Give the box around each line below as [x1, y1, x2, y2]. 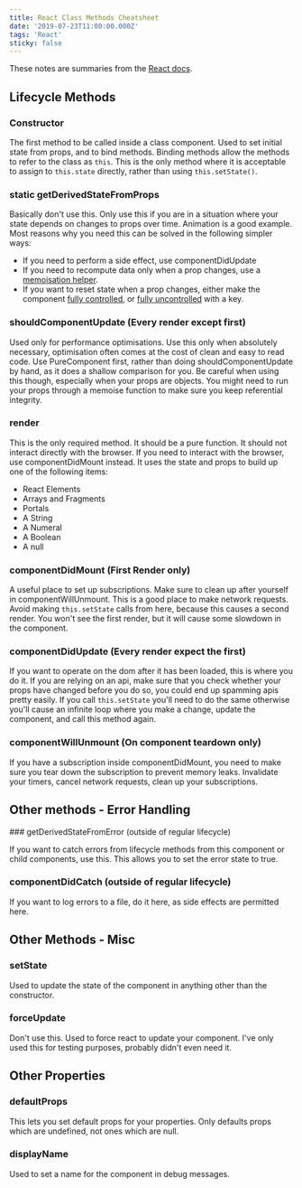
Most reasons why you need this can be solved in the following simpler [9, 228, 273, 239]
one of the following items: [9, 466, 108, 477]
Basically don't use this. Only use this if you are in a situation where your [9, 209, 279, 220]
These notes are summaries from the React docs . [9, 63, 193, 74]
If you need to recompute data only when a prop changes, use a [22, 265, 261, 276]
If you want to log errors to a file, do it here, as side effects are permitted [9, 896, 279, 907]
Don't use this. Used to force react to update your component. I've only [9, 1032, 274, 1043]
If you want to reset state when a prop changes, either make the [22, 284, 261, 295]
